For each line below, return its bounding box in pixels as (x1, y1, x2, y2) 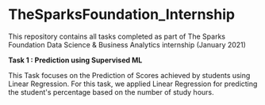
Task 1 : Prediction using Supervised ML (8, 55, 143, 65)
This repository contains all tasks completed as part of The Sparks (8, 32, 226, 41)
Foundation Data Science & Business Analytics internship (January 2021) (8, 39, 246, 49)
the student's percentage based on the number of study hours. (8, 87, 214, 96)
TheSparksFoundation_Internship (8, 6, 236, 24)
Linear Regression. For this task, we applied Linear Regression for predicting (8, 79, 258, 88)
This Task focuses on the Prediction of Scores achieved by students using (8, 70, 251, 80)
